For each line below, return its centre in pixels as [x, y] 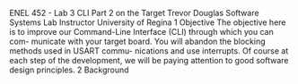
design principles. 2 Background [69, 70]
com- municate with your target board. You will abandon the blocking [137, 41]
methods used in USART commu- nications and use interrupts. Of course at [149, 51]
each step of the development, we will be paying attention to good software [149, 60]
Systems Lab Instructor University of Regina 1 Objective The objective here [148, 22]
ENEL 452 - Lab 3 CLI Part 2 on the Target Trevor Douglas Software [134, 13]
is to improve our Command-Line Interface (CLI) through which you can [141, 32]
